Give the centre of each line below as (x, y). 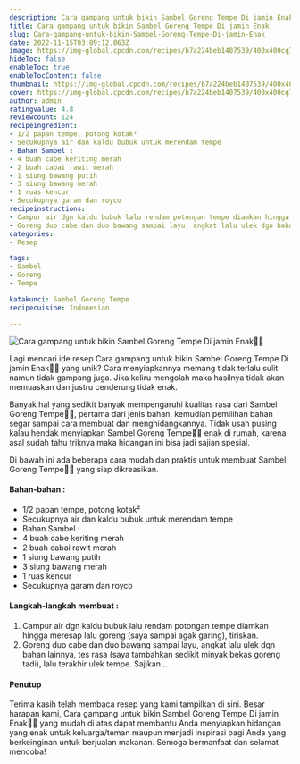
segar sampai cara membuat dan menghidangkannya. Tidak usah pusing (143, 423)
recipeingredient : (43, 126)
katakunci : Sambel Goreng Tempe (69, 299)
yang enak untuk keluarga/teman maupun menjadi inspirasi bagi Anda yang (148, 733)
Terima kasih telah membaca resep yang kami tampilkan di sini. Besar (137, 704)
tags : (19, 259)
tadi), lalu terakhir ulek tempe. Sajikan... (95, 664)
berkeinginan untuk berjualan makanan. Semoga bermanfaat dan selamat (144, 743)
